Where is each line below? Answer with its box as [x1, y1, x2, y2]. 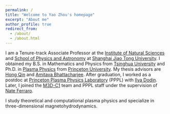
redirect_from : [5, 26, 38, 32]
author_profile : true [5, 21, 52, 27]
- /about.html [10, 36, 40, 41]
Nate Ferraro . [5, 88, 33, 94]
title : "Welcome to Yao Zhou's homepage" [5, 12, 95, 17]
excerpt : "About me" [5, 17, 50, 22]
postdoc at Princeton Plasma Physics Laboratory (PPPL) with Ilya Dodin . [5, 77, 158, 83]
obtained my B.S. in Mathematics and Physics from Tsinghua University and [5, 61, 165, 67]
